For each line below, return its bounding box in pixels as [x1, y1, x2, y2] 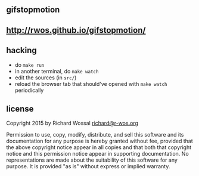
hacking [6, 45, 37, 55]
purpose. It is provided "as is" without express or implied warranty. [6, 163, 170, 170]
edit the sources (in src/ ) [14, 74, 77, 81]
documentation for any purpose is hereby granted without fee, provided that [6, 137, 193, 145]
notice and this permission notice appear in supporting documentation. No [6, 150, 189, 158]
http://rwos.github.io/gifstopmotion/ [6, 25, 146, 35]
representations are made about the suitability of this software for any [6, 156, 178, 163]
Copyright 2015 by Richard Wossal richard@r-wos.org [6, 119, 139, 127]
